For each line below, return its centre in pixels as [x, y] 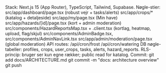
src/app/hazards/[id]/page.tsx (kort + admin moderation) [63, 23]
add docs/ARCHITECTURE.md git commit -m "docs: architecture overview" [82, 60]
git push [14, 65]
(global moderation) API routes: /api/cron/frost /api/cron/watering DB [76, 44]
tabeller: [14, 49]
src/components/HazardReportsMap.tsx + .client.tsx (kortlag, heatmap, [78, 28]
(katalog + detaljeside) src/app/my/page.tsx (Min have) [61, 18]
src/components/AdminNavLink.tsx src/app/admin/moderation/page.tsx [79, 39]
